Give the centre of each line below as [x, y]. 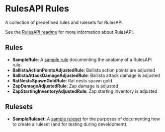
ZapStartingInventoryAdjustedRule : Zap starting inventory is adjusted [85, 91]
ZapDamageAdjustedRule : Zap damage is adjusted [65, 86]
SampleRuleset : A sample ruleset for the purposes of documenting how [86, 119]
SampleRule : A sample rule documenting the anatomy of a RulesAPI [82, 60]
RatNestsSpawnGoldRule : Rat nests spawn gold [62, 80]
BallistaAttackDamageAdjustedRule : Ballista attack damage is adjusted [86, 75]
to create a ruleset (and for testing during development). [70, 124]
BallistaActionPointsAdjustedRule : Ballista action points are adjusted [84, 70]
